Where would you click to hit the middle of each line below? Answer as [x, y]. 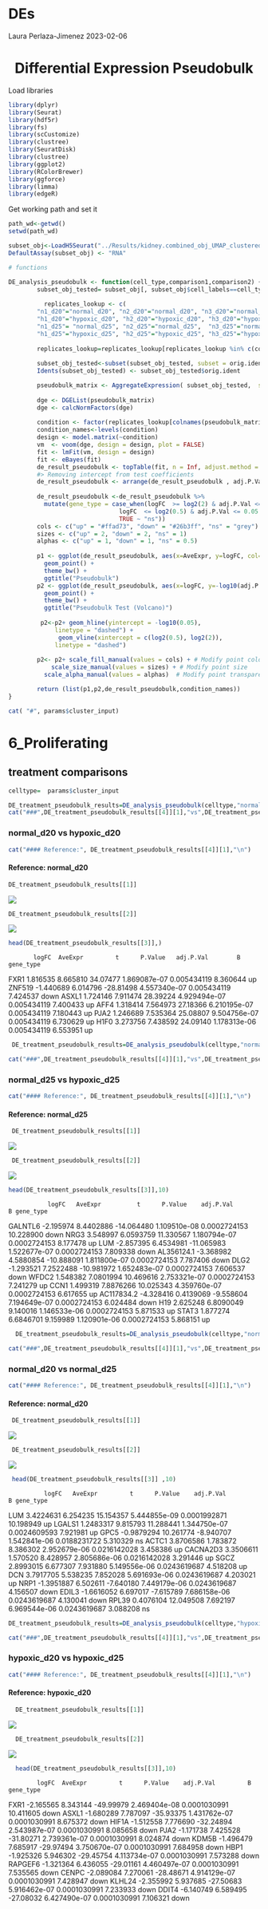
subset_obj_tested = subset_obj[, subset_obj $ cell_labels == [137, 289]
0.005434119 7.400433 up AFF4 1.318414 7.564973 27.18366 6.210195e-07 [131, 1005]
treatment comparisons [68, 772]
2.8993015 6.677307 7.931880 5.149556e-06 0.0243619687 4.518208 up [128, 1566]
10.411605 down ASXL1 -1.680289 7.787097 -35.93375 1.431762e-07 [121, 1813]
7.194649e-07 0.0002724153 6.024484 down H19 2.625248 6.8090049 [126, 1302]
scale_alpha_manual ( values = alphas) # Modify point [135, 675]
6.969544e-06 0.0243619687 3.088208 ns [79, 1608]
